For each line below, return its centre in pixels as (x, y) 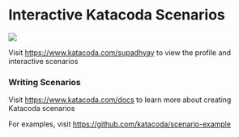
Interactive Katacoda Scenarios (117, 15)
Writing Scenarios (45, 82)
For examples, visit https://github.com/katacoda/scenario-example (119, 124)
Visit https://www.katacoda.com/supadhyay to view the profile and (120, 52)
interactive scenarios (43, 61)
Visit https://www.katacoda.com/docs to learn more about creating (120, 100)
